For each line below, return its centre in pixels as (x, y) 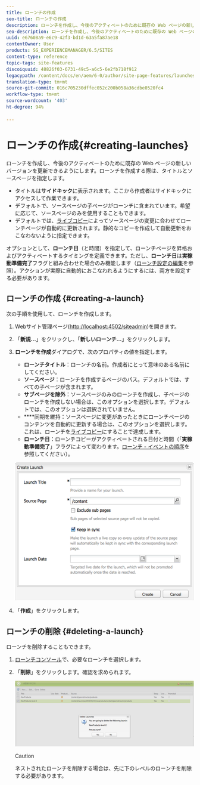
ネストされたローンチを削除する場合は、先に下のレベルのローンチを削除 (103, 768)
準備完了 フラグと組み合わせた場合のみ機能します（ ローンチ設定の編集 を (100, 263)
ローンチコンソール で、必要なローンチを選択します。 (79, 660)
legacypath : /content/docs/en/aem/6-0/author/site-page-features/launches (101, 75)
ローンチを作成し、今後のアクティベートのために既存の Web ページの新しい (99, 163)
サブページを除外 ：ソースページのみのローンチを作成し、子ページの (107, 394)
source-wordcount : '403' (37, 101)
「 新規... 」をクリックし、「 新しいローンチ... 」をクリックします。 (94, 339)
